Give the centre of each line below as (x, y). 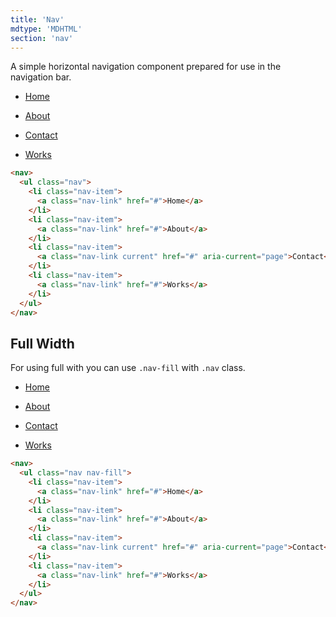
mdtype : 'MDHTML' (46, 29)
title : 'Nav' (37, 19)
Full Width (42, 343)
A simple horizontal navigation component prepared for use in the (146, 67)
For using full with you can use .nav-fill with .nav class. (128, 368)
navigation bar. (41, 77)
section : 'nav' (42, 38)
